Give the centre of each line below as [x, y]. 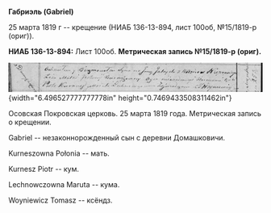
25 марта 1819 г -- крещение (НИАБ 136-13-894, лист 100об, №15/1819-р [133, 27]
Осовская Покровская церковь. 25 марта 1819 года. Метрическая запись [135, 113]
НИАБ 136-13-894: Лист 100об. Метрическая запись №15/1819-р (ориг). [135, 51]
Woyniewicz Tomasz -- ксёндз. [60, 200]
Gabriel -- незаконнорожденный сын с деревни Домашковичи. [117, 137]
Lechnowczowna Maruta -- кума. [64, 184]
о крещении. [30, 122]
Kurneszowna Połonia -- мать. [59, 153]
